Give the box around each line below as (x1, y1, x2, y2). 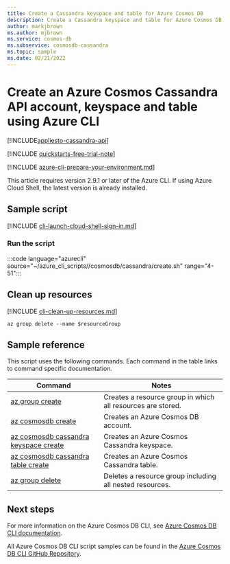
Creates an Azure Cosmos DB (103, 412, 199, 422)
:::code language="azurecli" (7, 254, 87, 262)
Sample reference (7, 339, 85, 350)
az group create (10, 396, 62, 406)
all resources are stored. (103, 401, 181, 411)
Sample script (7, 203, 68, 215)
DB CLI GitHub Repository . (7, 550, 81, 558)
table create (10, 460, 49, 470)
